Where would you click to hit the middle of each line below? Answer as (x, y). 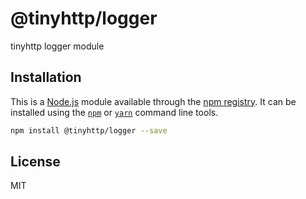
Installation (46, 77)
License (35, 162)
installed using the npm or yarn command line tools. (114, 112)
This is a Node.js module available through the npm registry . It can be (153, 101)
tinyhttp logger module (57, 46)
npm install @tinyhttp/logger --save (89, 130)
